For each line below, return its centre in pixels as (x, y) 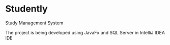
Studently (26, 9)
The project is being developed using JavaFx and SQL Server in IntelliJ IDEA (85, 32)
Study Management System (34, 23)
